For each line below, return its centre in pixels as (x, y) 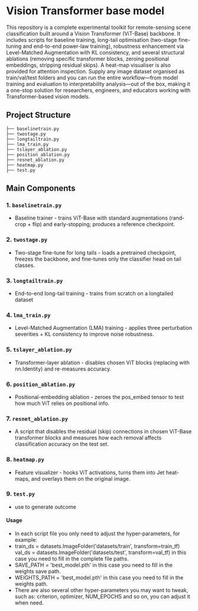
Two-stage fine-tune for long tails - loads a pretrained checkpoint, (95, 252)
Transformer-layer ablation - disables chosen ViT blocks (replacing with (102, 362)
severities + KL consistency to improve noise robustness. (84, 334)
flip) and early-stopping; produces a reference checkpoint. (104, 224)
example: (26, 540)
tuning (14, 46)
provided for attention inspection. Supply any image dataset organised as (95, 71)
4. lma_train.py (28, 315)
